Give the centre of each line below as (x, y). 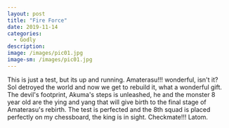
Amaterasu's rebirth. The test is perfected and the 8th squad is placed (109, 109)
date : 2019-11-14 (33, 27)
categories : (25, 33)
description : (26, 46)
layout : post (26, 14)
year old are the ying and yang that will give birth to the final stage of (107, 102)
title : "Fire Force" (38, 20)
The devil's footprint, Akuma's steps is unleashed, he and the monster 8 (111, 94)
